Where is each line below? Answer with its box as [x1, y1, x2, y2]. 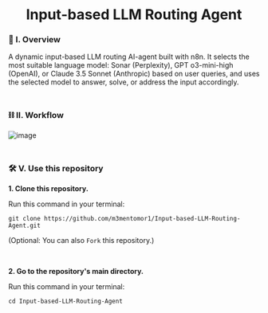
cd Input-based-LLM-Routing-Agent [8, 297, 124, 306]
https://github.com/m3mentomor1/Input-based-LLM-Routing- [43, 215, 241, 223]
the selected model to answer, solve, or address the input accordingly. [8, 77, 239, 87]
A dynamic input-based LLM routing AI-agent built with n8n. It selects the [8, 52, 250, 61]
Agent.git [8, 221, 41, 230]
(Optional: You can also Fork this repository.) [8, 236, 155, 245]
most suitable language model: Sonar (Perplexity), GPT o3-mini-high [8, 61, 234, 70]
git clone [8, 215, 41, 223]
